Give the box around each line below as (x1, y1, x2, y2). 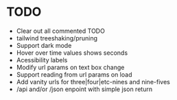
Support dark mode (16, 41, 72, 49)
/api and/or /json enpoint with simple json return (16, 85, 152, 93)
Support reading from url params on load (16, 70, 132, 79)
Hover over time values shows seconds (16, 49, 128, 57)
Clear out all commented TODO (16, 27, 106, 35)
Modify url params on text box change (16, 63, 125, 71)
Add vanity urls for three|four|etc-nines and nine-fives (16, 77, 171, 86)
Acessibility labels (16, 55, 68, 64)
